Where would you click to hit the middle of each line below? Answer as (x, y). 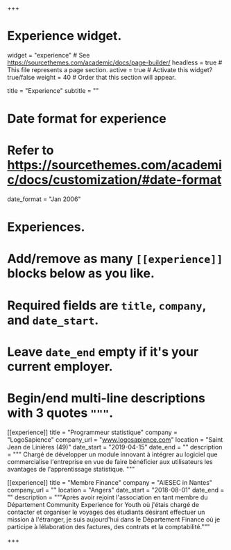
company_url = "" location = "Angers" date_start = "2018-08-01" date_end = (116, 490)
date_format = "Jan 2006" (44, 199)
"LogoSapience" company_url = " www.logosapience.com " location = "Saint (115, 439)
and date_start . (53, 320)
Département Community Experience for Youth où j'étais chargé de (103, 504)
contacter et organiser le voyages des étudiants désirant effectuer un (106, 512)
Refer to (31, 151)
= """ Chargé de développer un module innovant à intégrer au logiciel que (112, 454)
